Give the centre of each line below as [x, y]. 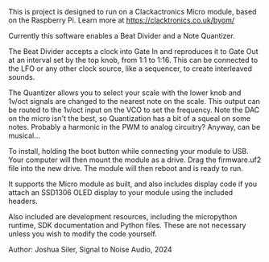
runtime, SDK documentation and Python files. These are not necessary [127, 225]
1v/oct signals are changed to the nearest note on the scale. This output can [134, 101]
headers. [23, 201]
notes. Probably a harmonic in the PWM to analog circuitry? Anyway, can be [134, 127]
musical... [24, 135]
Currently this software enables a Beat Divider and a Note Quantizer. [122, 36]
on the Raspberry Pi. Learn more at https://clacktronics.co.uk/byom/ [122, 20]
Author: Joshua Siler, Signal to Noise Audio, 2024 [90, 250]
